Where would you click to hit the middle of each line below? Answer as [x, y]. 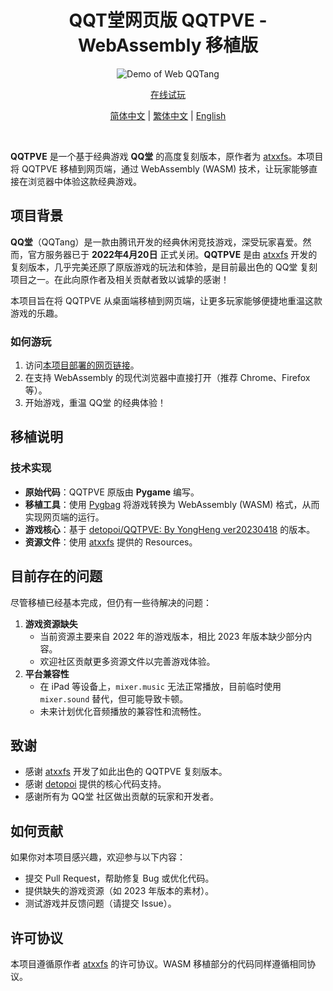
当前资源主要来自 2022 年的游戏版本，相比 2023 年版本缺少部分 [171, 636]
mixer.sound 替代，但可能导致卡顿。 [114, 698]
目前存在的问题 [56, 576]
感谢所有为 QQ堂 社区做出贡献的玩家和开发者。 [122, 797]
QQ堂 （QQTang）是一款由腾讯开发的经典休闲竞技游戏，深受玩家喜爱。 [156, 242]
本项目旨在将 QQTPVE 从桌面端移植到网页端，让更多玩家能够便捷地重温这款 [166, 300]
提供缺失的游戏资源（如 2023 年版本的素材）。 [119, 891]
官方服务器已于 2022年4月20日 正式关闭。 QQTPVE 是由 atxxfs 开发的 [172, 254]
